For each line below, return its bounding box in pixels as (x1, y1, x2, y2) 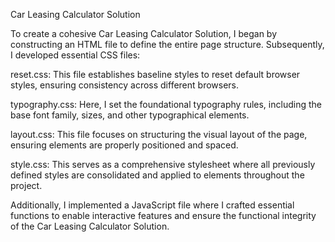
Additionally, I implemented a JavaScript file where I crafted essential (10, 199, 295, 211)
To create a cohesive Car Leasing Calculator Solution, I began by (10, 28, 278, 39)
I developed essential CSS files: (10, 49, 141, 61)
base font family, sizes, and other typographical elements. (10, 109, 250, 121)
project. (10, 180, 43, 191)
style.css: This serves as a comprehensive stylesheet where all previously (10, 159, 316, 170)
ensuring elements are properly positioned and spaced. (10, 139, 239, 151)
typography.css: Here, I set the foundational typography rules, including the (10, 99, 322, 110)
